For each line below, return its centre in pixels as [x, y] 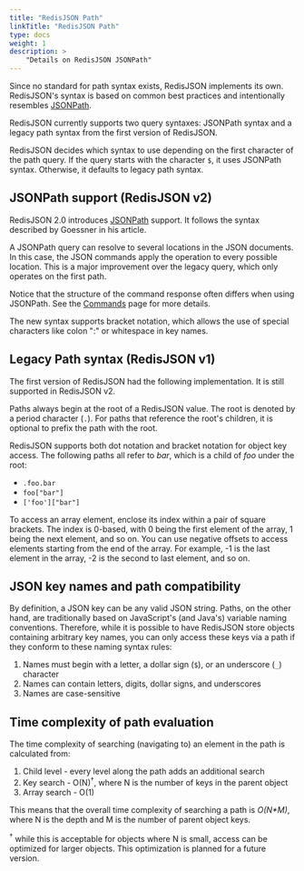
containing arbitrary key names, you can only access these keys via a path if [152, 637]
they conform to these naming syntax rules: [91, 647]
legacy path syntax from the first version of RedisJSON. [113, 132]
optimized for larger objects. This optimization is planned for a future [137, 848]
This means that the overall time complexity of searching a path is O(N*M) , [150, 809]
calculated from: [40, 754]
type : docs [30, 35]
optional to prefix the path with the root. [83, 427]
